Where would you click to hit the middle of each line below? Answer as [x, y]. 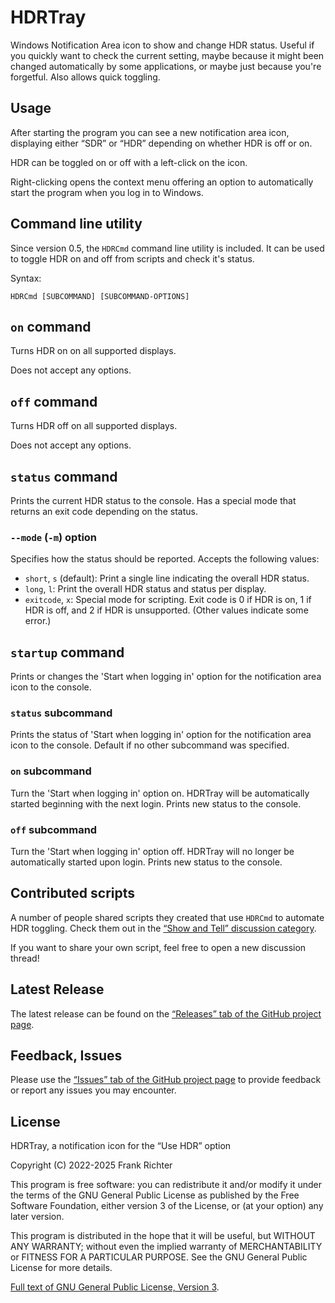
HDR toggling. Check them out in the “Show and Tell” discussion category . [163, 928]
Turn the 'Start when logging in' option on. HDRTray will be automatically [160, 793]
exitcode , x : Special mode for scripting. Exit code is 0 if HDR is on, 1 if [168, 600]
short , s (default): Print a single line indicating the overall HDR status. [167, 578]
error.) [38, 621]
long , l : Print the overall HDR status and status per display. [145, 589]
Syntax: [26, 278]
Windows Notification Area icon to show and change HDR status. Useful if [162, 45]
